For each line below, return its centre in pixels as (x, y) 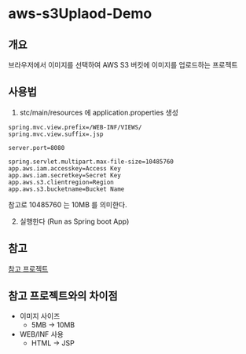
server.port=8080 (37, 148)
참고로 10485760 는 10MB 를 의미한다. (68, 204)
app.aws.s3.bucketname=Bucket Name (66, 189)
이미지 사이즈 (40, 316)
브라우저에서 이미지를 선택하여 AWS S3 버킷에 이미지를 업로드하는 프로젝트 (123, 65)
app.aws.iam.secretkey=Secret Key (65, 175)
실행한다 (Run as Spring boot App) (74, 221)
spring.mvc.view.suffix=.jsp (56, 134)
